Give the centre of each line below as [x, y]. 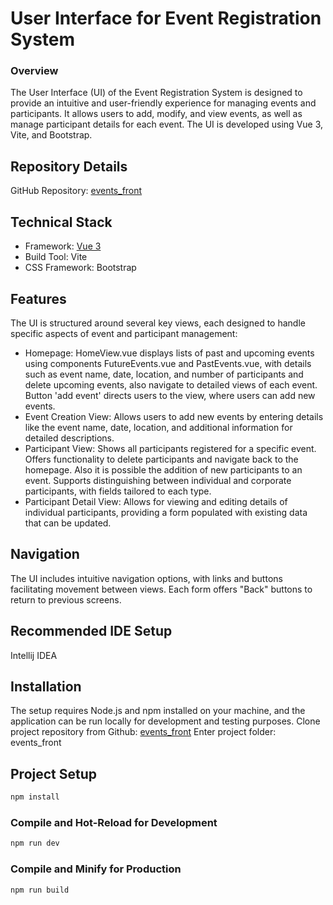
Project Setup [54, 773]
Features [38, 298]
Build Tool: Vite [56, 257]
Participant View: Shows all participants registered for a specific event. [170, 448]
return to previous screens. [66, 599]
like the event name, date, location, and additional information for [158, 427]
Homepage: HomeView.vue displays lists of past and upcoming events [169, 353]
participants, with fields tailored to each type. [118, 491]
